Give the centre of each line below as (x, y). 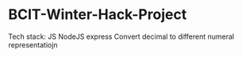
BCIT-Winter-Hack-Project (98, 15)
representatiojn (33, 44)
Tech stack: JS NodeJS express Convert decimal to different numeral (121, 36)
